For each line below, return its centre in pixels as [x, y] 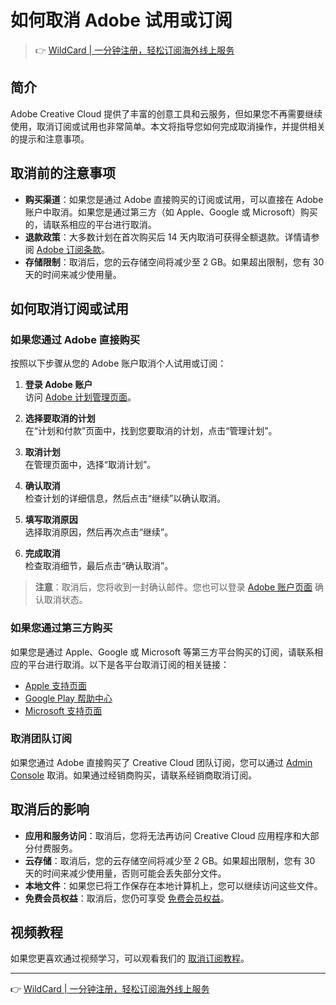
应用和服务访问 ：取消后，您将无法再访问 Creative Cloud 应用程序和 [163, 835]
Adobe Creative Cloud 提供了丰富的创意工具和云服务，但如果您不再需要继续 [166, 113]
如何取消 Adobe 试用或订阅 [121, 20]
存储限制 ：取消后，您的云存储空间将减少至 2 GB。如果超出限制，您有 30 [174, 262]
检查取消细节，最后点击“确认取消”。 [99, 566]
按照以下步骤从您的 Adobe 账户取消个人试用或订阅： [118, 363]
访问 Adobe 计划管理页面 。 [80, 397]
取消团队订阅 [41, 739]
